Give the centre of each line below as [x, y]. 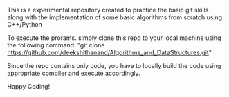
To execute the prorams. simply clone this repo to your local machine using [114, 38]
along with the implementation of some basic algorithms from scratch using [115, 17]
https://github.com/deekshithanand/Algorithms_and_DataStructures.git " [110, 52]
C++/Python [25, 24]
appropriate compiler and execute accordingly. [74, 73]
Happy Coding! [29, 86]
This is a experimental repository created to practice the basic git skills [108, 10]
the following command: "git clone [56, 45]
